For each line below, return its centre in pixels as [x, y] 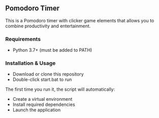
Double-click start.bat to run [42, 80]
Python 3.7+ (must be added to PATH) [52, 50]
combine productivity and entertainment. [48, 26]
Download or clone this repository [48, 74]
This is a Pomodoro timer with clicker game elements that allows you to [80, 20]
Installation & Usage [30, 63]
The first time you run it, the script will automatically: [60, 89]
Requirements [23, 39]
